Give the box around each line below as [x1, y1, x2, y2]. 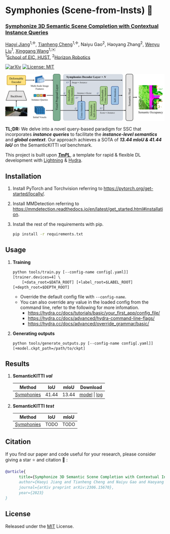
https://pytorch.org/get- [103, 185, 153, 192]
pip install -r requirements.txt [12, 232, 83, 237]
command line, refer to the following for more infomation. [20, 304, 139, 311]
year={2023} [18, 490, 44, 495]
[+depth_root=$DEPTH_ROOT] [12, 285, 70, 290]
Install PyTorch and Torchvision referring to [12, 185, 103, 192]
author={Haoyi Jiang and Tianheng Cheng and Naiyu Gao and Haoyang [18, 480, 164, 485]
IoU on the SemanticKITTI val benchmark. [5, 142, 93, 148]
